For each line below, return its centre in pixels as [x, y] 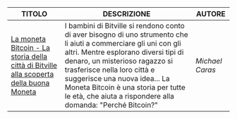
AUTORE [211, 14]
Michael [208, 61]
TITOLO [34, 14]
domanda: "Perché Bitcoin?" [111, 105]
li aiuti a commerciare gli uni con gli [123, 43]
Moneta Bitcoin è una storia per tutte [125, 87]
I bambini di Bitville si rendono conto [124, 26]
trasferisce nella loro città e [110, 70]
